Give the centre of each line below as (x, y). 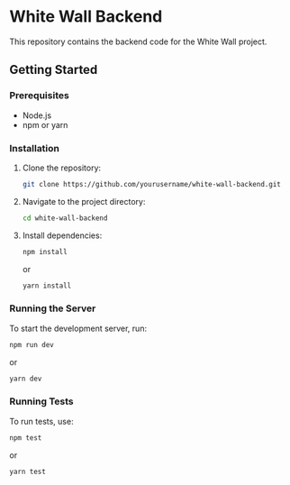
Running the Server (53, 308)
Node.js (37, 115)
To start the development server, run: (78, 328)
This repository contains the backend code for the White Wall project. (138, 41)
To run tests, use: (41, 421)
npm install (45, 252)
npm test (26, 438)
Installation (35, 148)
